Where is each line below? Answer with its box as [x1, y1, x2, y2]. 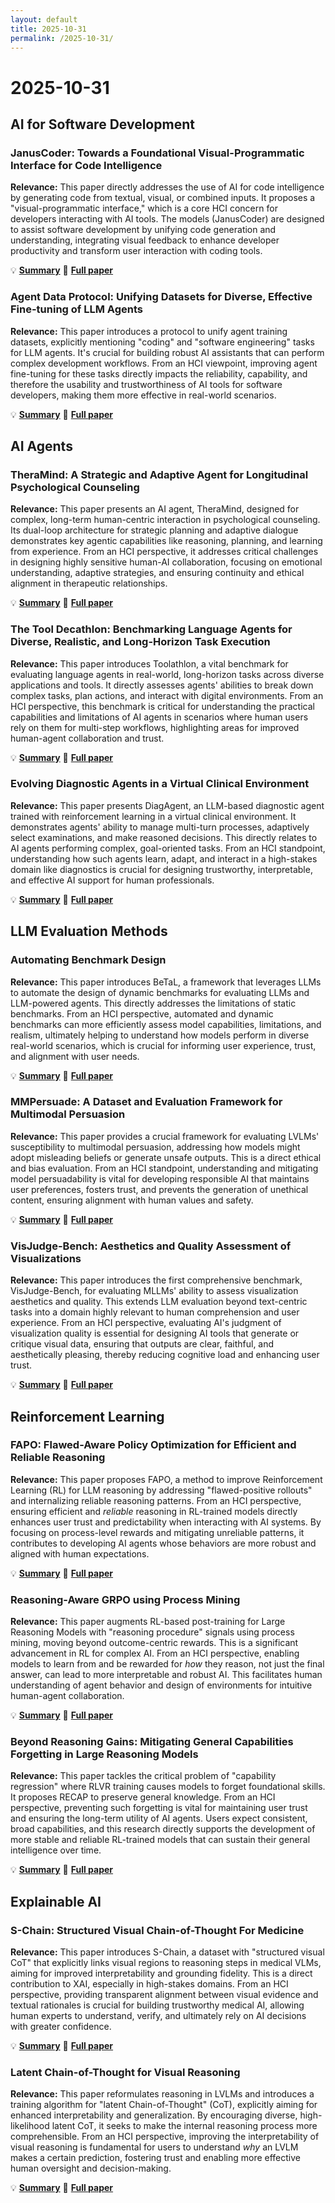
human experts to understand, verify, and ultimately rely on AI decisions [10, 2010, 307, 2022]
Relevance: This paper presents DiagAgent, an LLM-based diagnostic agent [10, 799, 325, 811]
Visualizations [10, 1251, 82, 1265]
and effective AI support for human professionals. [10, 874, 215, 886]
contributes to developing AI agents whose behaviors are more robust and [10, 1537, 317, 1549]
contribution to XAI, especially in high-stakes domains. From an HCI [10, 1978, 289, 1990]
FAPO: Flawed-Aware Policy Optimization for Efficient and [10, 1438, 297, 1452]
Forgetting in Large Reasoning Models [10, 1747, 199, 1761]
